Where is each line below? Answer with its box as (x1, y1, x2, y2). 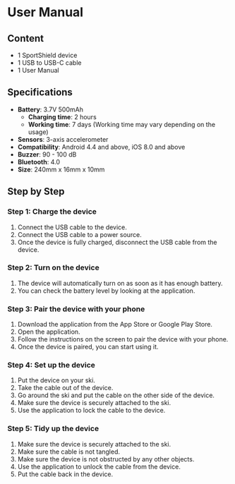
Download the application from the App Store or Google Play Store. (17, 320, 213, 329)
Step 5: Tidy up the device (7, 424, 100, 434)
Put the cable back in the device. (17, 470, 114, 478)
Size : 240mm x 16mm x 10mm (17, 165, 105, 174)
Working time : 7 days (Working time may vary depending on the (28, 120, 216, 128)
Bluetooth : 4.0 (17, 157, 61, 166)
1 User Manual (17, 66, 59, 74)
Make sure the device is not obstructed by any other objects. (17, 454, 195, 463)
